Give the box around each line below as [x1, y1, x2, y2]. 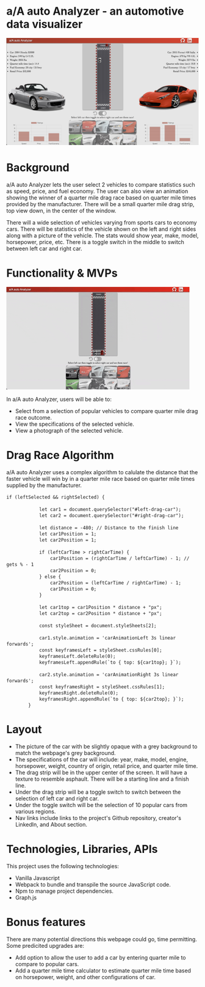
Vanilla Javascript [15, 874, 60, 882]
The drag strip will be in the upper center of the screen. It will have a [15, 769, 187, 776]
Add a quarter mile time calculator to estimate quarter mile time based [15, 967, 191, 974]
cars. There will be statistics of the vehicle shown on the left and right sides [6, 225, 196, 233]
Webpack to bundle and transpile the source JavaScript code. [15, 881, 171, 888]
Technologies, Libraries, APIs [6, 842, 158, 856]
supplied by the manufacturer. [6, 482, 82, 489]
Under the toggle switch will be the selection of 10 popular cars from [15, 801, 188, 808]
